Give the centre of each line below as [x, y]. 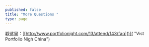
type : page [16, 19]
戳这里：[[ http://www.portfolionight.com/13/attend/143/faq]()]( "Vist [74, 34]
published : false [23, 10]
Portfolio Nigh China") [28, 39]
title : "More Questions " [32, 14]
